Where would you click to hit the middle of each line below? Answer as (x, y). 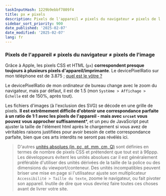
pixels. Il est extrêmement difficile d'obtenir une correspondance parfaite (82, 111)
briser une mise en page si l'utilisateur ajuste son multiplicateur (82, 173)
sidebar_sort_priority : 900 (34, 24)
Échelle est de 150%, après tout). (39, 96)
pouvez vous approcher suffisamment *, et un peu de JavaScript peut (77, 121)
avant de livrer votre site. (43, 189)
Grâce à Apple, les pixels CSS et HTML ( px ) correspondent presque (75, 65)
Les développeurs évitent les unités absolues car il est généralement (87, 157)
